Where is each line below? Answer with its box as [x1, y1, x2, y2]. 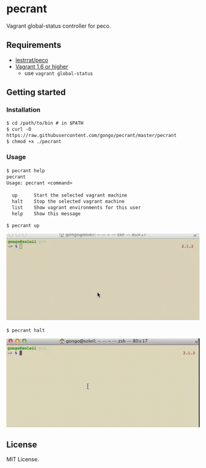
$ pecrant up [6, 222, 40, 228]
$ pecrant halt [6, 327, 45, 333]
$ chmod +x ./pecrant [6, 139, 62, 145]
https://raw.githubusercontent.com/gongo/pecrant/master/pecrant [6, 133, 177, 139]
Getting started [6, 87, 66, 98]
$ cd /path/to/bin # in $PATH [6, 120, 84, 127]
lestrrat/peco [15, 56, 48, 63]
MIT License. [6, 456, 39, 463]
